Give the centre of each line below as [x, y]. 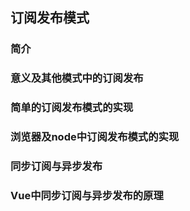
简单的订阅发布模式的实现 [72, 108]
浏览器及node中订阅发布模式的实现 [95, 137]
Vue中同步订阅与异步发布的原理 [87, 195]
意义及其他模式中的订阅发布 [77, 78]
